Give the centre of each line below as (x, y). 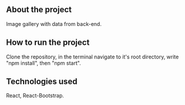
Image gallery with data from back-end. (54, 24)
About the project (39, 10)
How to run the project (48, 43)
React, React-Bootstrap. (35, 96)
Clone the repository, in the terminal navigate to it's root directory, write (92, 57)
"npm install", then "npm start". (43, 63)
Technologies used (42, 82)
